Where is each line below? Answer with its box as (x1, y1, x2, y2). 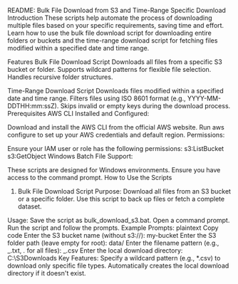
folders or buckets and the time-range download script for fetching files (7, 36, 218, 45)
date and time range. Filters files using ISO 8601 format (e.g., (7, 94, 187, 102)
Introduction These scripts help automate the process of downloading (7, 14, 212, 22)
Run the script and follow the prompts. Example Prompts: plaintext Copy (7, 223, 219, 232)
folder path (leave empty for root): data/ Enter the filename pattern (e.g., (7, 238, 219, 247)
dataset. (17, 202, 42, 211)
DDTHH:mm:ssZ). (7, 102, 59, 110)
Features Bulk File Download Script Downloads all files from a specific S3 (7, 58, 222, 66)
